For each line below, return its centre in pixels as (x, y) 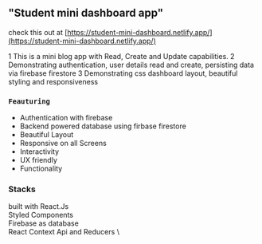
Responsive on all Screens (63, 144)
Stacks (22, 189)
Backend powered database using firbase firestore (103, 126)
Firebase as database (44, 223)
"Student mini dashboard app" (86, 13)
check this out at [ (38, 32)
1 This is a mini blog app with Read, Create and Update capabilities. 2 (121, 56)
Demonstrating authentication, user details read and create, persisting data (131, 65)
